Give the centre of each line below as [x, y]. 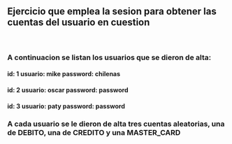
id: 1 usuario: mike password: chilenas [64, 74]
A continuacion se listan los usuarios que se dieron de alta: [109, 57]
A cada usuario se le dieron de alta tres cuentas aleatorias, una [116, 124]
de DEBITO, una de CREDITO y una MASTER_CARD [94, 133]
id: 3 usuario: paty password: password [66, 106]
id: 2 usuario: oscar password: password [68, 89]
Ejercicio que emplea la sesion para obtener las [112, 12]
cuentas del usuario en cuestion [79, 23]
